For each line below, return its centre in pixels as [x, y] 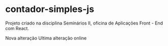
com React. [17, 28]
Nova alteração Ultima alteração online [46, 38]
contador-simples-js [50, 9]
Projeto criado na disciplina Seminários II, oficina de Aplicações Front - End [84, 23]
